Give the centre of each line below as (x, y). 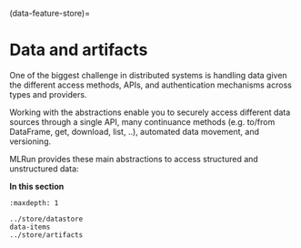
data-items (30, 227)
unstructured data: (44, 169)
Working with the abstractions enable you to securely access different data (150, 112)
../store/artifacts (46, 235)
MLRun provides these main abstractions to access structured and (134, 159)
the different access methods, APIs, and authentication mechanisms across (151, 85)
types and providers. (48, 94)
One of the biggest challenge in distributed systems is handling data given (149, 75)
